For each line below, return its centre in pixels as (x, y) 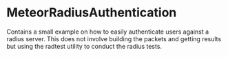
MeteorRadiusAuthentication (92, 13)
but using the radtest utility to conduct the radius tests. (84, 46)
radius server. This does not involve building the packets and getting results (114, 38)
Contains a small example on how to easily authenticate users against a (108, 32)
